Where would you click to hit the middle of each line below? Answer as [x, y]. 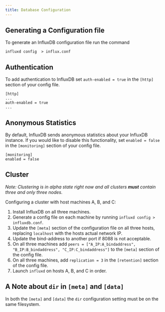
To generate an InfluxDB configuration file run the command [67, 42]
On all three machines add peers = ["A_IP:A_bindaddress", [74, 244]
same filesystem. [23, 304]
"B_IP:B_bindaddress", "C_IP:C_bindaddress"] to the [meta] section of [86, 249]
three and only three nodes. [34, 192]
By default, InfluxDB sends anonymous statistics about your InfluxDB [76, 135]
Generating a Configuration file [55, 31]
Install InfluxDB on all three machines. [52, 212]
